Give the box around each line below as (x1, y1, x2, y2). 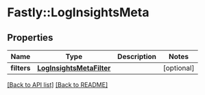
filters (10, 63, 31, 73)
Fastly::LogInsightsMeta (7, 5, 149, 20)
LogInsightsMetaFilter (37, 63, 111, 73)
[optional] (162, 63, 195, 73)
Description (117, 52, 156, 61)
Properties (7, 32, 53, 43)
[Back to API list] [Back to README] (7, 81, 108, 89)
